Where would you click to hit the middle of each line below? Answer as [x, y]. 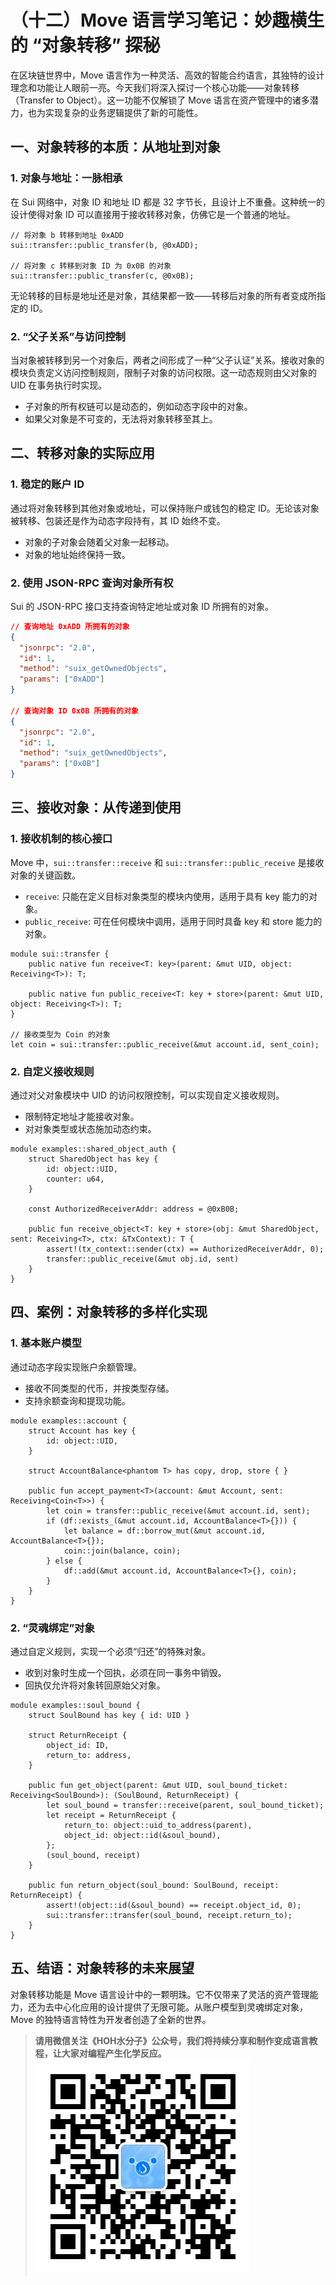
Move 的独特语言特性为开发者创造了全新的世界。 [111, 2019]
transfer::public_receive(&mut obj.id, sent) [143, 1259]
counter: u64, [75, 1179]
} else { [64, 1561]
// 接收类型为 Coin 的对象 [60, 1034]
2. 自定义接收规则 [52, 1071]
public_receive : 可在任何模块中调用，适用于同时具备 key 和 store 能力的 [173, 921]
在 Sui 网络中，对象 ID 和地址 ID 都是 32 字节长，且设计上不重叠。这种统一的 [168, 202]
